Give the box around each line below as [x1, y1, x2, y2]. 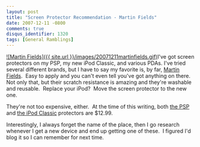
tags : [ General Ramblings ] [6, 37, 74, 43]
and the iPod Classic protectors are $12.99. [6, 109, 113, 116]
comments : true [6, 25, 44, 32]
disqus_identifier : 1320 [6, 31, 68, 37]
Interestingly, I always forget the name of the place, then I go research [6, 121, 180, 128]
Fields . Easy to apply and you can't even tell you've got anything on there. [6, 73, 191, 79]
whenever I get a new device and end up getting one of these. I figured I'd [6, 127, 191, 134]
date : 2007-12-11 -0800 [6, 20, 66, 26]
